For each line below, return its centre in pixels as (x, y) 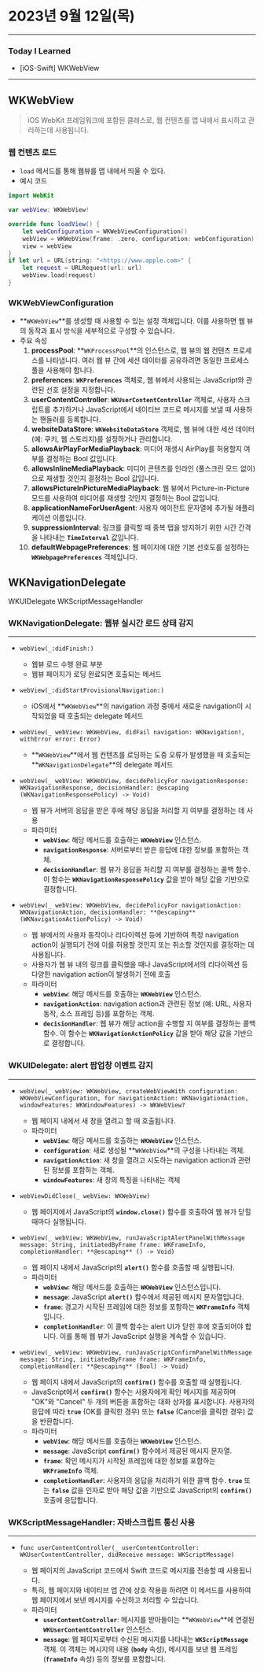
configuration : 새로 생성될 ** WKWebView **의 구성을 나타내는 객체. (144, 1150)
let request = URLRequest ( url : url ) (82, 268)
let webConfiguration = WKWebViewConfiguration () (105, 231)
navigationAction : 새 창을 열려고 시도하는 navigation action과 (140, 1160)
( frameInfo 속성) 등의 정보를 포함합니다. (104, 1658)
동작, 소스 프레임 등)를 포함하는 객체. (99, 1014)
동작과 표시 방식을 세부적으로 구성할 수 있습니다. (101, 331)
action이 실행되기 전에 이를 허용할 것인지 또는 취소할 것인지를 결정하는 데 (143, 945)
